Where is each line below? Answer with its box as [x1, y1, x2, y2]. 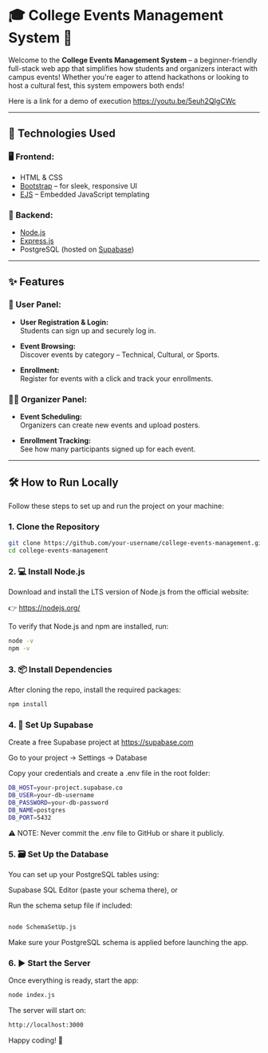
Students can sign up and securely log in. [19, 325, 156, 336]
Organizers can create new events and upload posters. [19, 420, 201, 430]
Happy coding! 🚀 [8, 1035, 64, 1045]
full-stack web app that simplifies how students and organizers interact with [8, 63, 258, 73]
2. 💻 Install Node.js [8, 566, 85, 577]
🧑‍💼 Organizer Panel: [8, 393, 88, 404]
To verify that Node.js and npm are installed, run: [8, 622, 169, 631]
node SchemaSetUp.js [8, 923, 77, 931]
